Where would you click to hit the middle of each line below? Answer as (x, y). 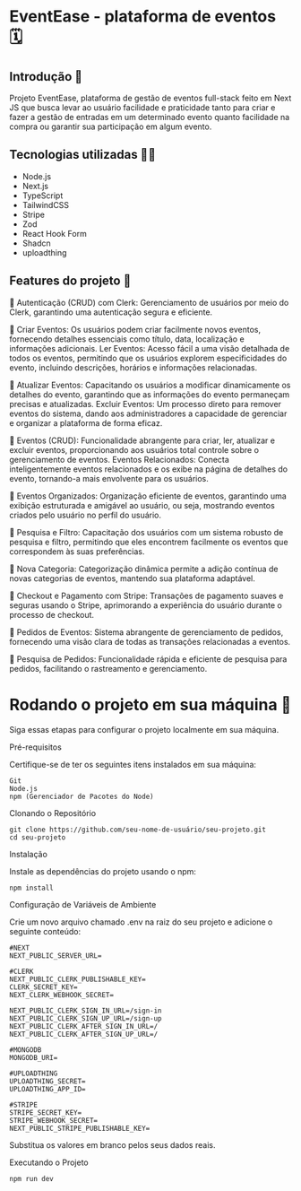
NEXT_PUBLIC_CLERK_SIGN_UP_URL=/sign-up (86, 1018)
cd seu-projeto (38, 837)
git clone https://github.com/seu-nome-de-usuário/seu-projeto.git (138, 830)
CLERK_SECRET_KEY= (43, 987)
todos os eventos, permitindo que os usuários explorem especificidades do (148, 358)
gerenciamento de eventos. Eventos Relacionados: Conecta (120, 459)
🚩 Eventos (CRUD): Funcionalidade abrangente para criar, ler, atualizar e (142, 440)
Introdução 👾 (46, 77)
